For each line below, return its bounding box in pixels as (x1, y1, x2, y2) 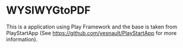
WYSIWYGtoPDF (6, 4, 91, 17)
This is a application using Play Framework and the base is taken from (6, 23, 177, 30)
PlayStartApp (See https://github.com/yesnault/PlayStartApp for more (6, 29, 177, 36)
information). (6, 36, 38, 43)
